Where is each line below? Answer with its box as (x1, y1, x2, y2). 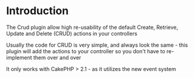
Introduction (6, 4, 69, 18)
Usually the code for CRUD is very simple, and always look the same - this (6, 41, 189, 48)
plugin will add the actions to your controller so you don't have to (6, 47, 165, 54)
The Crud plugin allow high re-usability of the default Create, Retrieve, (6, 24, 179, 31)
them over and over (33, 54, 82, 61)
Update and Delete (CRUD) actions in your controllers (6, 30, 138, 37)
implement (6, 54, 33, 61)
